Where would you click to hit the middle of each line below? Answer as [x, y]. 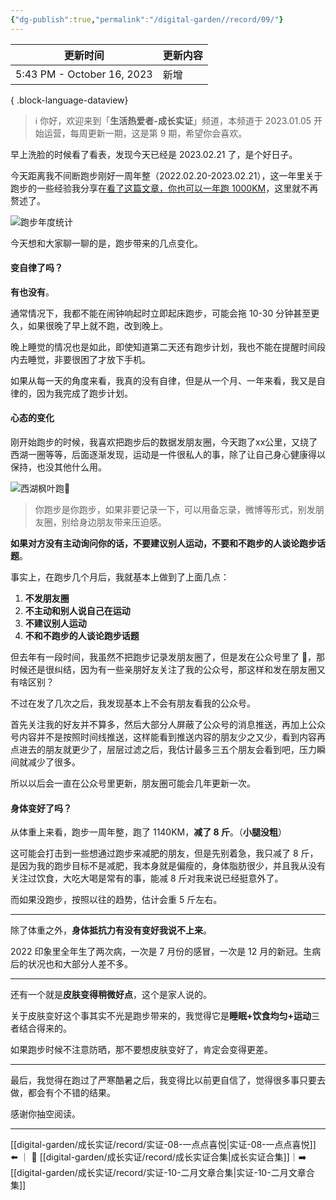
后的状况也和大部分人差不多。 [71, 964]
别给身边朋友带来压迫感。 [114, 522]
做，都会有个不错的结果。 [63, 1093]
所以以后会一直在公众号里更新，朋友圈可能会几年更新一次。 [133, 783]
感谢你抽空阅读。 [45, 1114]
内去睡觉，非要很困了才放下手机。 [80, 359]
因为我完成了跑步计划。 [84, 393]
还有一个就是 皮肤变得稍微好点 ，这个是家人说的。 [111, 995]
